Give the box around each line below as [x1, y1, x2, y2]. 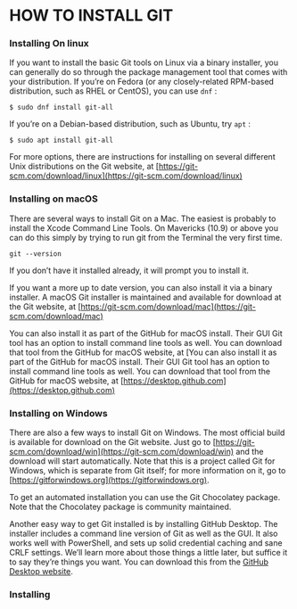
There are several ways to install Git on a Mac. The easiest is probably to [9, 213, 276, 224]
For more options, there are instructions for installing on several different [9, 152, 276, 162]
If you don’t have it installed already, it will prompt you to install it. [9, 265, 250, 276]
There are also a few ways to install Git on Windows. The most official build [9, 427, 285, 438]
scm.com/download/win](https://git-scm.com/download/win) [9, 447, 235, 457]
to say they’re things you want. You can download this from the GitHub [9, 556, 269, 567]
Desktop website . [9, 566, 74, 577]
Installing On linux [9, 37, 89, 50]
